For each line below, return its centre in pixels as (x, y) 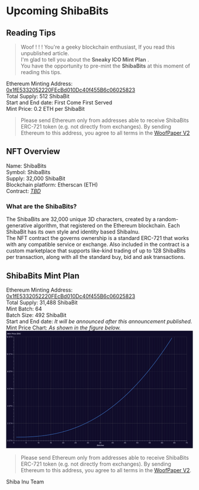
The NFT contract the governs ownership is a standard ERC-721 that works (98, 238)
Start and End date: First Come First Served (59, 103)
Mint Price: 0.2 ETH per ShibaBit (45, 109)
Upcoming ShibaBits (57, 11)
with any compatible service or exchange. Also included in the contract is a (98, 245)
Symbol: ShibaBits (28, 172)
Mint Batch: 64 (24, 309)
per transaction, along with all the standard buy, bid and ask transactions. (96, 257)
